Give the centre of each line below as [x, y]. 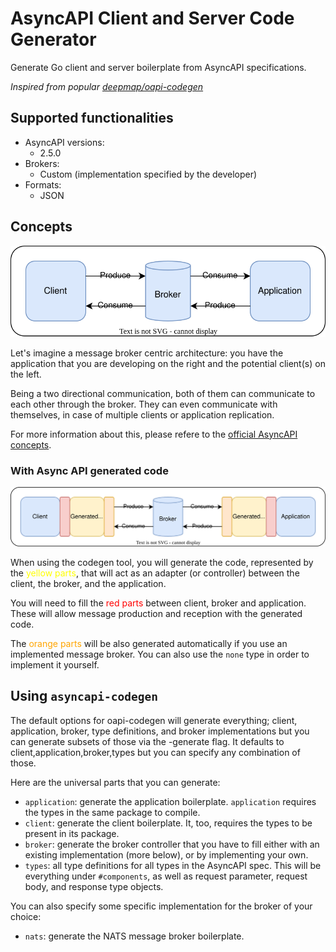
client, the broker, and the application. [88, 583]
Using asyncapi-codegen [84, 696]
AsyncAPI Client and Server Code [152, 18]
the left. [26, 374]
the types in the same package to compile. [112, 812]
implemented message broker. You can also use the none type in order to [160, 654]
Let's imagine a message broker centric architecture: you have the [147, 353]
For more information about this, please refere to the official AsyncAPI [154, 434]
